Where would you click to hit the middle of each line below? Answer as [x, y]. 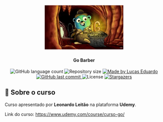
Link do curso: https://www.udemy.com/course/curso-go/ [65, 114]
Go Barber [84, 60]
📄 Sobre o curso [30, 92]
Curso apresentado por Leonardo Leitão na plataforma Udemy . [70, 104]
